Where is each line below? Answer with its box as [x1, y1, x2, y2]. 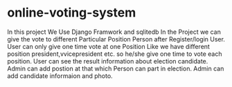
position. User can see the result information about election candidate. [7, 57, 208, 65]
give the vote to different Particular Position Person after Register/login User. [7, 35, 225, 43]
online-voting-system [7, 5, 136, 21]
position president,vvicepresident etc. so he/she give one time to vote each [7, 50, 222, 58]
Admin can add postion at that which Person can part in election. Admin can [7, 64, 224, 72]
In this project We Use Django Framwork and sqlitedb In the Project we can [7, 28, 222, 36]
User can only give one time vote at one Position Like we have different [7, 42, 210, 50]
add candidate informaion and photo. [7, 71, 113, 80]
